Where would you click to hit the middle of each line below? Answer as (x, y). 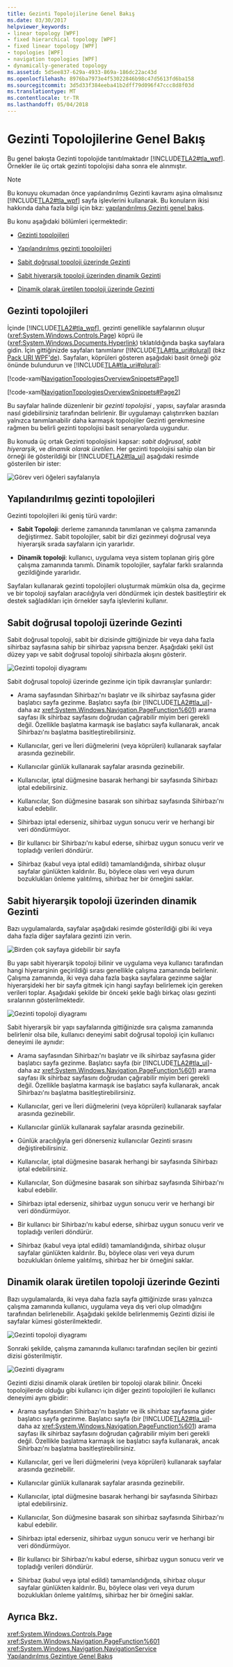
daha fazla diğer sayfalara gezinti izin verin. (70, 936)
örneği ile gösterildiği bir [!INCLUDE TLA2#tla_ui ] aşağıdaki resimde (103, 456)
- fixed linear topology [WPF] (53, 46)
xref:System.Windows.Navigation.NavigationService (82, 1648)
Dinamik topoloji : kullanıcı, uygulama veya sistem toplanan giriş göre (116, 558)
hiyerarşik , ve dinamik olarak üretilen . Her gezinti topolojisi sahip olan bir (111, 448)
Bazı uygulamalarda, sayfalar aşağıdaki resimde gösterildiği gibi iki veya (110, 929)
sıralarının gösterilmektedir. (46, 1000)
